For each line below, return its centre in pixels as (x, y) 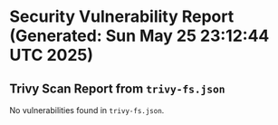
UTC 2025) (51, 55)
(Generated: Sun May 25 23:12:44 (139, 36)
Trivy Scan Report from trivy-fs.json (117, 88)
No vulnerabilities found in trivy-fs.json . (87, 110)
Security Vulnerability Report (122, 17)
